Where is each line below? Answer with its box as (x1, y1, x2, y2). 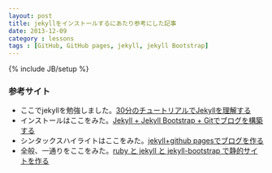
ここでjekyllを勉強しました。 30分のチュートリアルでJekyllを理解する (19, 106, 252, 116)
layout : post (8, 11, 53, 20)
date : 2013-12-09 (8, 27, 67, 35)
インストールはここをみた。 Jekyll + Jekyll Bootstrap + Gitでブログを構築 (19, 116, 264, 125)
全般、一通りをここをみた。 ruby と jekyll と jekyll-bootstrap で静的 (19, 146, 244, 156)
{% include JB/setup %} (8, 64, 89, 74)
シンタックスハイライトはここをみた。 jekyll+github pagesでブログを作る (19, 136, 264, 146)
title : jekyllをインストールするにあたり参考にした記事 (8, 19, 177, 27)
